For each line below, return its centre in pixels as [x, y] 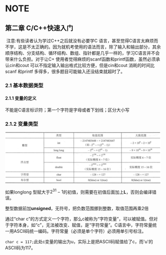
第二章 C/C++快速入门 [39, 28]
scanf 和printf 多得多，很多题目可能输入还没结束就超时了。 [65, 71]
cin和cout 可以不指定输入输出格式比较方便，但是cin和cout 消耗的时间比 [82, 65]
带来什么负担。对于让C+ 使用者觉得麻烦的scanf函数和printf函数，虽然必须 [81, 59]
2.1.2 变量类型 [22, 124]
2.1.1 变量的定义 [21, 98]
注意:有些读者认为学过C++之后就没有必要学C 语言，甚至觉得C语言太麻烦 [80, 41]
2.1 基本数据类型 [24, 85]
